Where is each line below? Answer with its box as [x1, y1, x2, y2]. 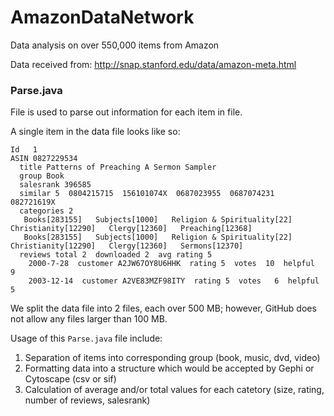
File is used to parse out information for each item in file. [10, 106, 243, 118]
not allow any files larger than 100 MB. [10, 313, 168, 325]
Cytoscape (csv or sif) [24, 373, 117, 385]
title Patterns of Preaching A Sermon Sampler [19, 162, 217, 173]
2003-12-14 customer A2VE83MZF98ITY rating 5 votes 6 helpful [28, 276, 320, 286]
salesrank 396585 [19, 180, 92, 190]
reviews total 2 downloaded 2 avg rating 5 [19, 250, 213, 260]
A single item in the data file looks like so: [10, 126, 181, 138]
